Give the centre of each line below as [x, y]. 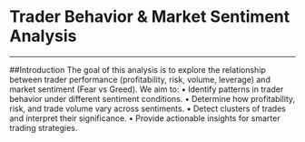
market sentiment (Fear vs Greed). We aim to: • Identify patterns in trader [147, 89]
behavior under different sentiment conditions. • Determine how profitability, [152, 98]
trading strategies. [44, 127]
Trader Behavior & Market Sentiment [150, 17]
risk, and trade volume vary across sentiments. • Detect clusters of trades [148, 108]
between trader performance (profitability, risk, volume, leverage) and [140, 79]
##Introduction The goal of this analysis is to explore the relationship [138, 69]
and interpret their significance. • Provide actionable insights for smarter [145, 118]
